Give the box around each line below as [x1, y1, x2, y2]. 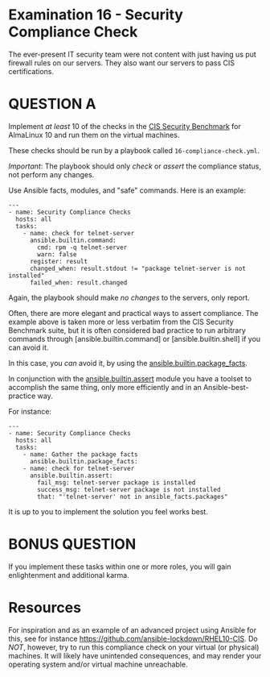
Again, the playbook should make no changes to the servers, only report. [8, 293, 251, 302]
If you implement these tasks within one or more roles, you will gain [8, 562, 231, 571]
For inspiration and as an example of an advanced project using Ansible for [8, 625, 257, 634]
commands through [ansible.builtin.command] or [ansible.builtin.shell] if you [8, 334, 261, 343]
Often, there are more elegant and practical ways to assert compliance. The [8, 308, 259, 318]
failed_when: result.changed [29, 278, 128, 287]
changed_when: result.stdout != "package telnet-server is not [29, 264, 247, 272]
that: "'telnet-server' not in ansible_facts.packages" [37, 492, 228, 500]
